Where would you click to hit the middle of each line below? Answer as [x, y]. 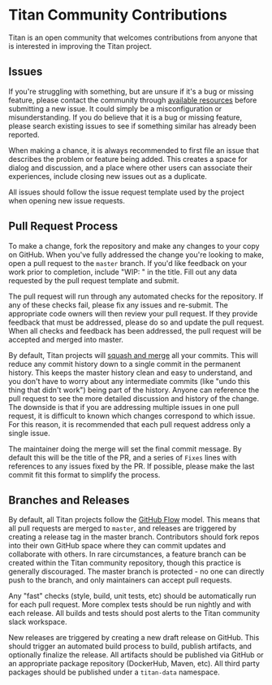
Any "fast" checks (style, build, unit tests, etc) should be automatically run [132, 596]
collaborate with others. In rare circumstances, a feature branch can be [127, 554]
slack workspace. [38, 622]
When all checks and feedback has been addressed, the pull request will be [135, 330]
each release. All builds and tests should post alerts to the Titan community [134, 613]
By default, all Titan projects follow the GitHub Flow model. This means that [134, 520]
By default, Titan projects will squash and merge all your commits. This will [133, 355]
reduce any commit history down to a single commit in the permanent [125, 364]
